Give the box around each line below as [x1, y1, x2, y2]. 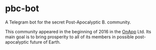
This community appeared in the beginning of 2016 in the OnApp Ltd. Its [5, 28, 152, 34]
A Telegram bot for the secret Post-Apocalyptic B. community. [5, 19, 131, 25]
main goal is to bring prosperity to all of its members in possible [5, 34, 134, 40]
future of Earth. [30, 39, 61, 45]
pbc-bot [5, 3, 39, 14]
